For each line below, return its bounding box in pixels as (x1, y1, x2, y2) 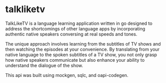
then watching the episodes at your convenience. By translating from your (5, 46, 160, 52)
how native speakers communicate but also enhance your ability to (5, 57, 145, 63)
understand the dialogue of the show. (5, 62, 84, 68)
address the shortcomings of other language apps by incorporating (5, 25, 146, 31)
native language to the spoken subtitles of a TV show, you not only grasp (5, 52, 157, 58)
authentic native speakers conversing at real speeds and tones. (5, 31, 138, 37)
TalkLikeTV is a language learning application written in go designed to (5, 20, 153, 26)
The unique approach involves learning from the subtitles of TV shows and (5, 40, 161, 47)
